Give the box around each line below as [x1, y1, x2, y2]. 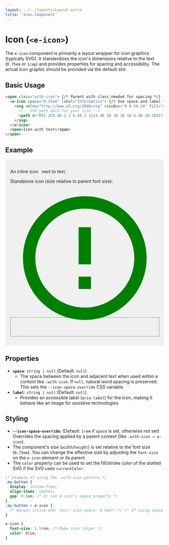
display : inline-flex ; [10, 484, 57, 490]
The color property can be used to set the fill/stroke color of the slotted [12, 460, 161, 466]
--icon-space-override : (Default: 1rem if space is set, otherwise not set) [12, 428, 159, 434]
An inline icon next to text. [10, 168, 66, 174]
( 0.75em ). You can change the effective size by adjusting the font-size [12, 449, 158, 455]
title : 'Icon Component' [5, 12, 57, 17]
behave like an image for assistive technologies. [20, 400, 120, 406]
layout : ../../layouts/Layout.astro [5, 7, 82, 13]
